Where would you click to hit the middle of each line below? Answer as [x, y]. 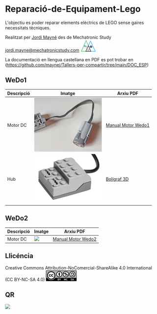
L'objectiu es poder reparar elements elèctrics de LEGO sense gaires [75, 23]
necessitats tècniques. [28, 27]
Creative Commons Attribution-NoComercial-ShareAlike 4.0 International [78, 267]
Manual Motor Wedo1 [128, 125]
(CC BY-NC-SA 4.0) [25, 279]
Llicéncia [19, 256]
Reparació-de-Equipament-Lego [73, 9]
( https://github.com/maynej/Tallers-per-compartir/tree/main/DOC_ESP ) [77, 65]
